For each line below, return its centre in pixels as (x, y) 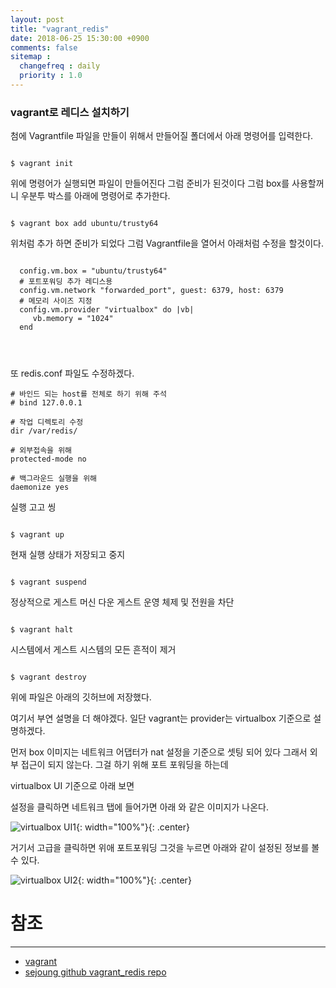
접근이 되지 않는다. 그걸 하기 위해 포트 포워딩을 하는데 (124, 765)
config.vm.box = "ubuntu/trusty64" (93, 271)
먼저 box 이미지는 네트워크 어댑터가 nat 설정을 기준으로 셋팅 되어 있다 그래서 (159, 752)
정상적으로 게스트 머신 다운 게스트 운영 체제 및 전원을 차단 (122, 602)
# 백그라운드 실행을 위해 (54, 479)
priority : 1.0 (51, 76)
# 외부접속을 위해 (41, 451)
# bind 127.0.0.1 (46, 403)
